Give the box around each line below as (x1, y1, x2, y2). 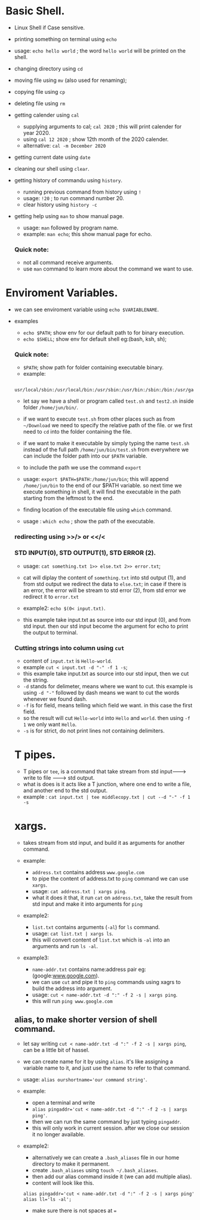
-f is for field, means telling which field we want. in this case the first (23, 701, 193, 709)
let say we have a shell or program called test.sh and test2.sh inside (23, 397, 194, 404)
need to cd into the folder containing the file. (23, 428, 132, 436)
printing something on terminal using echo (14, 35, 117, 42)
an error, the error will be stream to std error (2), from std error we (23, 587, 186, 594)
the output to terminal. (23, 629, 78, 636)
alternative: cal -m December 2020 (23, 142, 106, 149)
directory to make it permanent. (32, 1160, 110, 1167)
